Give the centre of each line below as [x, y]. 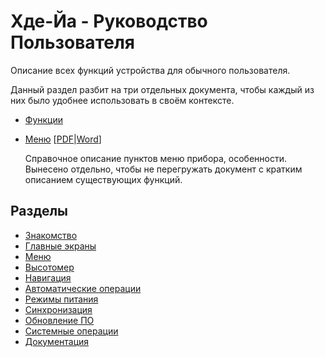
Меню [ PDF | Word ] [63, 139]
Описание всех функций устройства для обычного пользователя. [150, 70]
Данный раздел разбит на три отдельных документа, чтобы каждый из [162, 89]
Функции [44, 119]
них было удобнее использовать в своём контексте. [122, 100]
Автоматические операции [83, 288]
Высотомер [49, 267]
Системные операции [71, 331]
